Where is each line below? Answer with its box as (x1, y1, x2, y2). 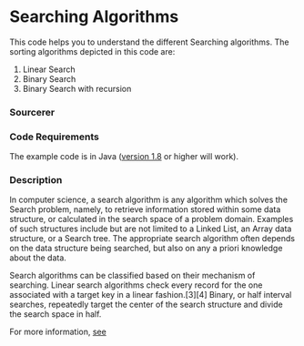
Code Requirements (9, 130, 100, 143)
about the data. (9, 252, 66, 263)
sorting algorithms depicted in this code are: (9, 46, 176, 56)
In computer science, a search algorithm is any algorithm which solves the (9, 194, 289, 206)
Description (9, 174, 63, 187)
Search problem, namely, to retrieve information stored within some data (9, 204, 281, 215)
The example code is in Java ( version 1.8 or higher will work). (9, 151, 239, 162)
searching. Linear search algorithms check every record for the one (9, 280, 263, 290)
